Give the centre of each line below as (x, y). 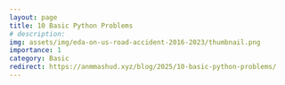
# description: (37, 34)
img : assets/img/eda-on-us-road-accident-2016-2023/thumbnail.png (135, 42)
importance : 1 (36, 50)
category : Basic (39, 58)
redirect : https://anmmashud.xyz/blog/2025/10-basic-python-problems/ (143, 67)
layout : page (33, 17)
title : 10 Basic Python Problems (71, 26)
